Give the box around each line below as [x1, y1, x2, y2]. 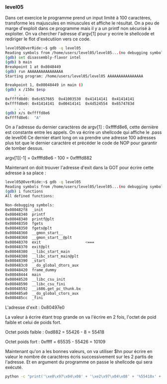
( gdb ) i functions [5, 189, 43, 194]
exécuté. [5, 365, 23, 371]
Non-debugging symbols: [5, 202, 55, 208]
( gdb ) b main [5, 59, 32, 64]
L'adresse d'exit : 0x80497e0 [5, 305, 65, 311]
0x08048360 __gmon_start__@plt [5, 235, 72, 240]
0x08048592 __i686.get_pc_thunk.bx [5, 286, 81, 291]
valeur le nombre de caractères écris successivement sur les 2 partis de [5, 354, 153, 360]
